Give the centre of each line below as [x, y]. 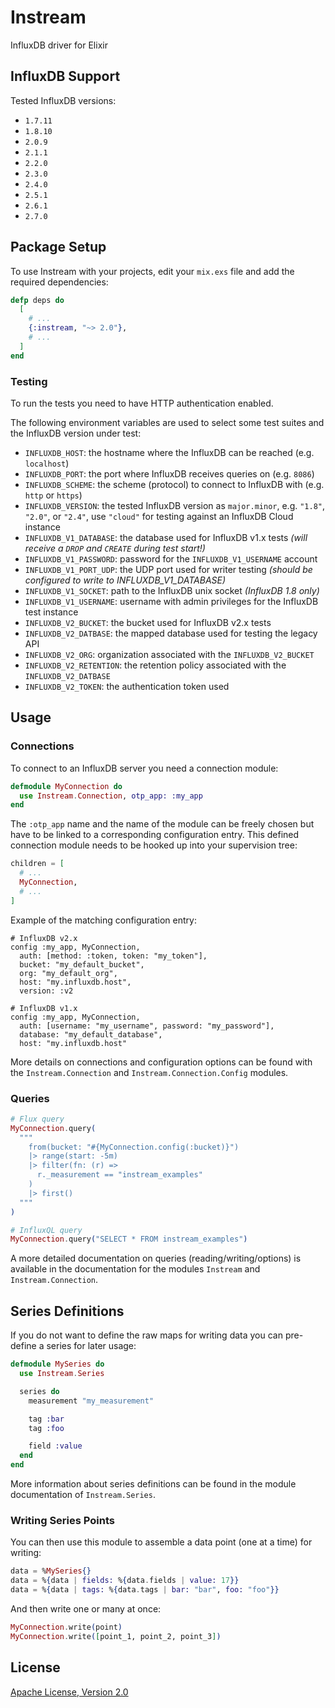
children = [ [37, 864]
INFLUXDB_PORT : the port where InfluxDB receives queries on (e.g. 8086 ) [169, 473]
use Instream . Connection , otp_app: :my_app [111, 796]
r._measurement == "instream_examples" [119, 1175]
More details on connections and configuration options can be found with [161, 1062]
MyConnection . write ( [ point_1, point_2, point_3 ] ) [116, 1636]
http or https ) [53, 495]
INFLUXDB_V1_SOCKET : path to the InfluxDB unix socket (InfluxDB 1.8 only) [172, 590]
